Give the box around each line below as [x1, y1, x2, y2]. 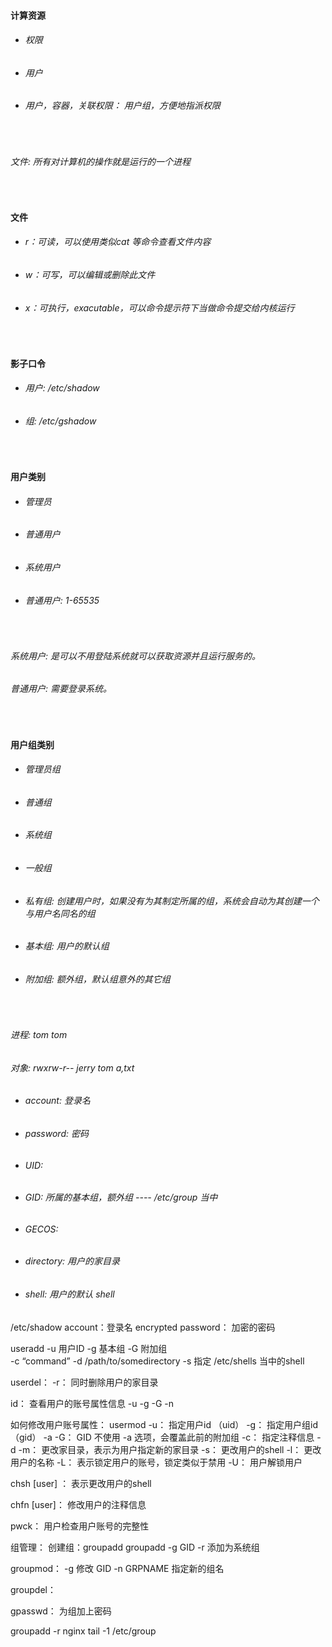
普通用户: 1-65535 [24, 594, 100, 606]
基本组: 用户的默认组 [24, 940, 110, 952]
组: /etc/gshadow [24, 415, 97, 427]
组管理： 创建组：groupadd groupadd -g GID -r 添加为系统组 [10, 1541, 260, 1553]
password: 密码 [24, 1127, 89, 1139]
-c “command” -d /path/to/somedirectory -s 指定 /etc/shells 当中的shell [10, 1355, 305, 1367]
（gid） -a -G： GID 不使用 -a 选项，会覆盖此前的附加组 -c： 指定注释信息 [10, 1431, 315, 1443]
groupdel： [10, 1583, 57, 1595]
